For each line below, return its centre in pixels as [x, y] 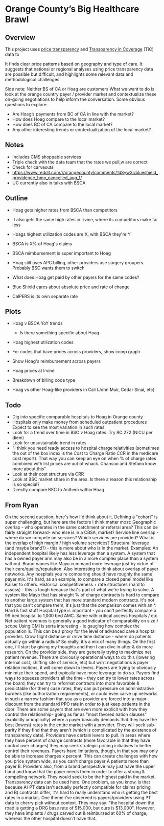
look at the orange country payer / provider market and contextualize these [81, 94]
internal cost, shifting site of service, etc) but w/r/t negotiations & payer [77, 663]
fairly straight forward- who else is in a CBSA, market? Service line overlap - [82, 532]
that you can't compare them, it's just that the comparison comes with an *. [81, 605]
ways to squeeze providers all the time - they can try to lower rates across [80, 678]
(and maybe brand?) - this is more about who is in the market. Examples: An [82, 548]
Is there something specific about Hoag [59, 333]
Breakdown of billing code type [44, 380]
